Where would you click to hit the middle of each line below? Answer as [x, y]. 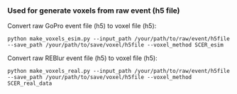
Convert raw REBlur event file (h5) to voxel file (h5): [82, 58]
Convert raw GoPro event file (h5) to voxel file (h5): [82, 26]
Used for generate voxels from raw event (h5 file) [94, 11]
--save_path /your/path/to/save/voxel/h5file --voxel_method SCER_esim [115, 45]
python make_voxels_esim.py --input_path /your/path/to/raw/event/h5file [119, 39]
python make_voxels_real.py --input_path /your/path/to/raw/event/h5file [119, 71]
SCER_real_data [30, 83]
